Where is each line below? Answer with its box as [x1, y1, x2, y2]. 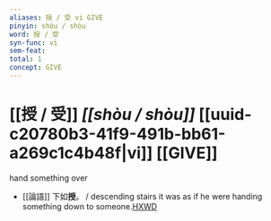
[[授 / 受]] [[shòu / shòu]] [9, 105, 196, 125]
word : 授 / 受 [9, 30, 60, 38]
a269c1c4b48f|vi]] [9, 143, 153, 164]
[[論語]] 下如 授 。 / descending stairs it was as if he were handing [22, 191, 263, 201]
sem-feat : [9, 47, 47, 55]
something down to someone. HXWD [22, 200, 158, 211]
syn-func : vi [9, 38, 58, 47]
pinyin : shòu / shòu [9, 21, 87, 30]
